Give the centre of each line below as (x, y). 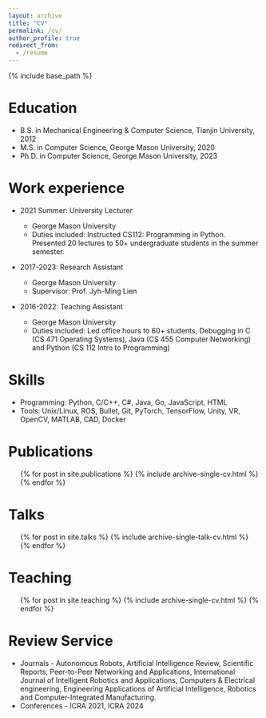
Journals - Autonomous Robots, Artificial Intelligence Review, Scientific (137, 663)
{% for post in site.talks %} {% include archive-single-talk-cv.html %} (134, 537)
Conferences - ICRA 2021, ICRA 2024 (81, 705)
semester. (48, 251)
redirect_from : (34, 46)
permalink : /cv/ (35, 30)
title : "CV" (28, 23)
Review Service (61, 641)
